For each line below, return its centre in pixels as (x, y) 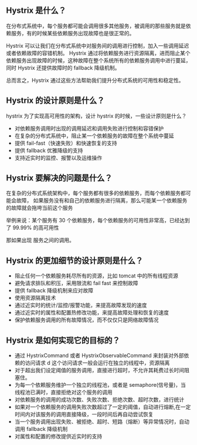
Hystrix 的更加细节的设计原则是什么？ (75, 260)
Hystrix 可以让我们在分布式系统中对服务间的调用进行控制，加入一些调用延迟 (98, 45)
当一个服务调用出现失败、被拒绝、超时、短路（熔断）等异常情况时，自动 (102, 421)
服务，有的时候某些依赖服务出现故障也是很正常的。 (73, 33)
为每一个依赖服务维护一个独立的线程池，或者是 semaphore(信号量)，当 (100, 385)
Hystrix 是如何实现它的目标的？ (63, 340)
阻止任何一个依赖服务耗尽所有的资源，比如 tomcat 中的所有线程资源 (96, 276)
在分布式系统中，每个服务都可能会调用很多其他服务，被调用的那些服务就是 (96, 26)
